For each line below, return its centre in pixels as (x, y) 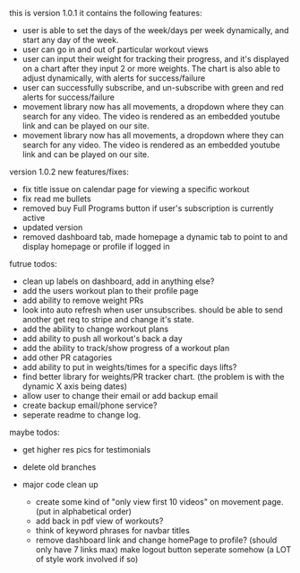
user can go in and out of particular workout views (115, 49)
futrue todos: (33, 264)
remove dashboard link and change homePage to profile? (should (156, 540)
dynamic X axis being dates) (75, 386)
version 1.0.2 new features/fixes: (69, 172)
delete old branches (59, 467)
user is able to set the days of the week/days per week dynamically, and (155, 30)
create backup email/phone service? (90, 405)
